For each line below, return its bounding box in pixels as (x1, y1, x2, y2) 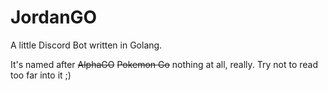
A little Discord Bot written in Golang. (10, 39, 163, 51)
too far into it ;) (10, 69, 72, 81)
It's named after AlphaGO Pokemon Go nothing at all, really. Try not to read (10, 58, 319, 70)
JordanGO (10, 6, 98, 29)
